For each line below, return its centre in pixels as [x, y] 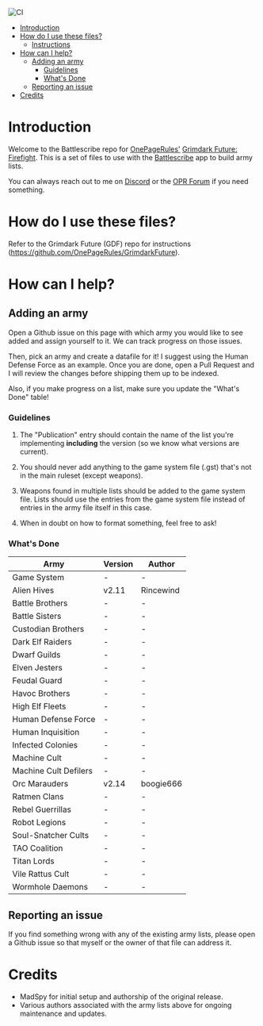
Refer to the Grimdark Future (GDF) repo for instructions [100, 244]
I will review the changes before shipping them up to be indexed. [114, 373]
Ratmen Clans [38, 797]
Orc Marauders [40, 784]
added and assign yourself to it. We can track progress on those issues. [126, 340]
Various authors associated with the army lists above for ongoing [126, 1005]
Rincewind [161, 590]
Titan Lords [33, 861]
